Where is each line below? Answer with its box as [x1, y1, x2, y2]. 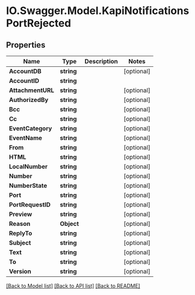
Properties [6, 40, 46, 50]
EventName [9, 134, 43, 142]
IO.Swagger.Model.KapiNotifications [6, 4, 189, 18]
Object [60, 220, 79, 228]
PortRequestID [9, 201, 51, 209]
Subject [9, 239, 31, 247]
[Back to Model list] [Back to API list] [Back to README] [6, 283, 141, 289]
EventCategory [9, 124, 53, 133]
